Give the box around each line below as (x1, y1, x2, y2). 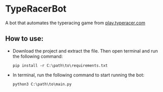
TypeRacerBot (5, 3, 67, 15)
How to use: (5, 34, 44, 43)
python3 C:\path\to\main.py (12, 81, 72, 86)
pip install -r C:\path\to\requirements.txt (12, 63, 108, 68)
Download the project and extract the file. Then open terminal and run (12, 48, 158, 54)
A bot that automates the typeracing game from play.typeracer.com (5, 20, 145, 26)
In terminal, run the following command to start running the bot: (12, 72, 145, 78)
